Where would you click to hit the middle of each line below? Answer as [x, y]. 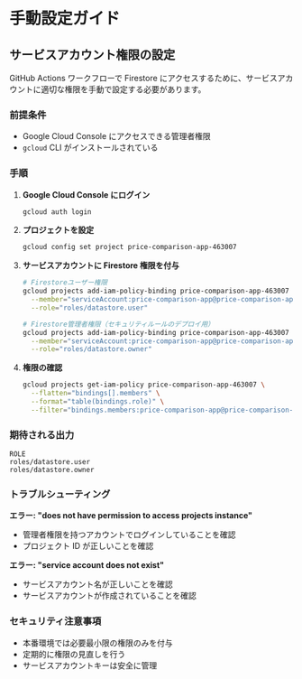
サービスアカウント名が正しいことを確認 [97, 584]
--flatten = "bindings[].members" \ [96, 394]
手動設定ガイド [65, 19]
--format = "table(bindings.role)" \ [98, 402]
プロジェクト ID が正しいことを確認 [88, 546]
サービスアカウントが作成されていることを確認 [109, 596]
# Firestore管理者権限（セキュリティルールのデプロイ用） [118, 324]
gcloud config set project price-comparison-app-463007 [129, 247]
